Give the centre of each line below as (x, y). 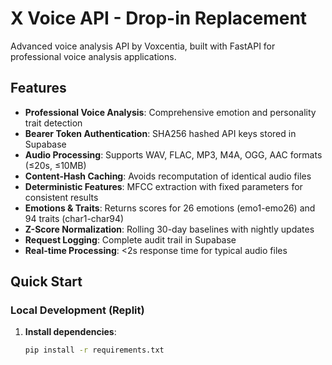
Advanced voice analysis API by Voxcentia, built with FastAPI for (143, 46)
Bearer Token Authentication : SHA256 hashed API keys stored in (160, 133)
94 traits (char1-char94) (74, 218)
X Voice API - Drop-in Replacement (159, 18)
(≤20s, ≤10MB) (55, 165)
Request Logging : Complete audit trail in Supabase (130, 239)
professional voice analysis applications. (93, 56)
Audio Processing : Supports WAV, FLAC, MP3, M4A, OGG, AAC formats (173, 154)
